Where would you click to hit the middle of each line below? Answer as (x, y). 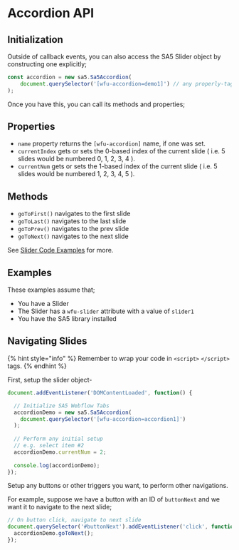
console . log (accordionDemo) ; (57, 465)
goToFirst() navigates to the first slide (74, 214)
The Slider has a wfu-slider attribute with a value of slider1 (106, 311)
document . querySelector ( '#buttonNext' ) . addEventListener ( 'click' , (108, 527)
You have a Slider (43, 304)
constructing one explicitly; (47, 64)
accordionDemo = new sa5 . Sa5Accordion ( (73, 412)
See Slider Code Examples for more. (60, 250)
